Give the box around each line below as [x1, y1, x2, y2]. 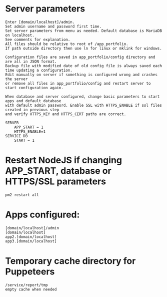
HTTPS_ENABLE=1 [14, 129, 46, 134]
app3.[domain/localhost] [5, 238, 57, 243]
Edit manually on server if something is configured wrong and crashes [5, 72, 157, 77]
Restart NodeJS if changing [5, 155, 122, 166]
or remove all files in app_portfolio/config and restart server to [5, 81, 151, 86]
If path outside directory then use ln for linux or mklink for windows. [5, 46, 162, 51]
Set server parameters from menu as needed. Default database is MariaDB [5, 28, 162, 33]
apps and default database [5, 98, 61, 103]
